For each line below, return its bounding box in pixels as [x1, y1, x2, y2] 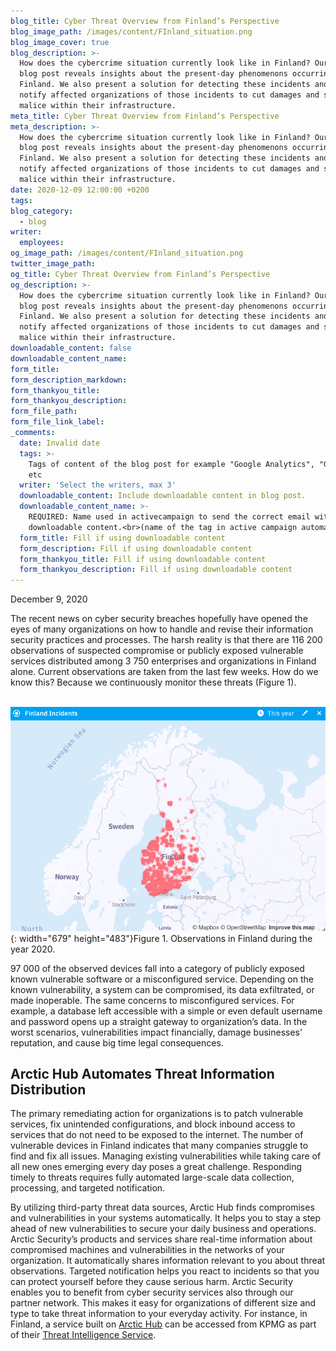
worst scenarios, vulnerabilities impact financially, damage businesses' [10, 1026, 303, 1038]
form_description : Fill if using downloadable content [19, 543, 253, 554]
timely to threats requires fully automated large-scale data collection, [10, 1171, 295, 1184]
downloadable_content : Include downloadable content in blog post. [19, 491, 307, 501]
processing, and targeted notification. [10, 1182, 166, 1194]
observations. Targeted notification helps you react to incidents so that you [10, 1265, 320, 1277]
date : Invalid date [19, 438, 101, 448]
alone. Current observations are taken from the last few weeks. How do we [10, 666, 319, 678]
